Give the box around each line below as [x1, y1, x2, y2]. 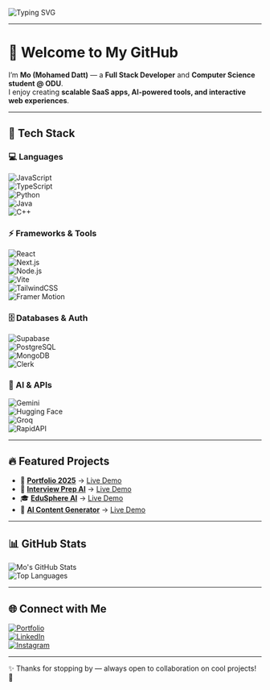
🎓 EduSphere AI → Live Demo [19, 493, 124, 503]
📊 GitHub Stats [8, 537, 87, 551]
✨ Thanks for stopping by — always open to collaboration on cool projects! [8, 663, 257, 673]
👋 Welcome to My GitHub [8, 44, 179, 62]
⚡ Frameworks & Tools [8, 227, 97, 239]
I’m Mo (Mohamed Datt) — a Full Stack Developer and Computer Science [8, 69, 256, 80]
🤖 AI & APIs [8, 380, 52, 391]
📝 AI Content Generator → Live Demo [19, 505, 146, 515]
